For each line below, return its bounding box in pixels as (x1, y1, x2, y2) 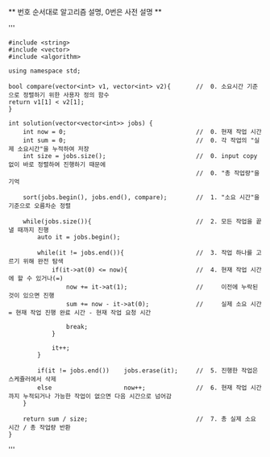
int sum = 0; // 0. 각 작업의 (23, 136, 247, 144)
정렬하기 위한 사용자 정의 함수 (23, 91, 110, 99)
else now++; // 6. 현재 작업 (37, 384, 247, 392)
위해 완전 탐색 (23, 257, 64, 265)
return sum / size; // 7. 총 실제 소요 (23, 415, 256, 423)
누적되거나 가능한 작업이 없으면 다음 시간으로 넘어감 (23, 393, 172, 401)
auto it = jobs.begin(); (37, 233, 121, 241)
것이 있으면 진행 (8, 292, 55, 300)
